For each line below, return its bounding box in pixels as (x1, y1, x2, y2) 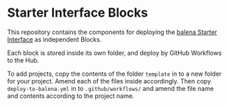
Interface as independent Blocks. (7, 35, 102, 43)
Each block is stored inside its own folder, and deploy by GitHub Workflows (7, 49, 222, 57)
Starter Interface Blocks (7, 5, 148, 21)
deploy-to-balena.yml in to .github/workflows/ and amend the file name (7, 84, 214, 92)
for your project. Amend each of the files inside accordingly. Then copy (7, 76, 212, 85)
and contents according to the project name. (7, 92, 135, 100)
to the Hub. (7, 56, 40, 64)
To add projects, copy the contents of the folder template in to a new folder (7, 69, 222, 78)
